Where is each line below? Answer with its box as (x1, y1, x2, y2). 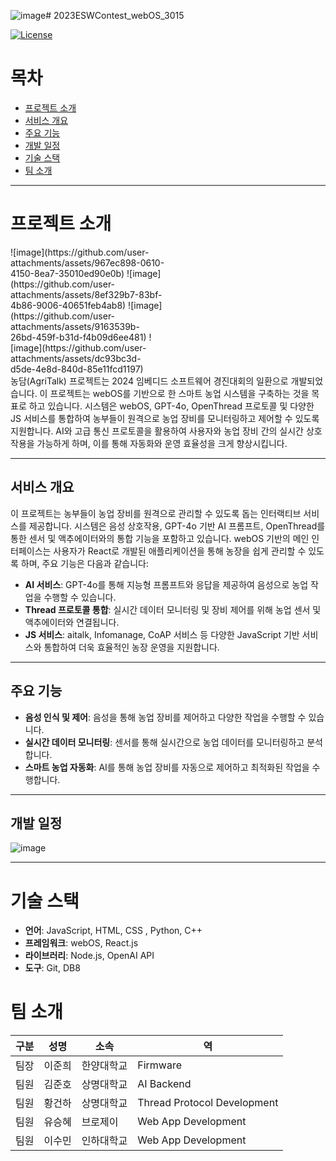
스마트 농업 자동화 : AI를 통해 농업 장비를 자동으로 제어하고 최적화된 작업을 (24, 761, 310, 773)
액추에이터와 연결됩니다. (24, 616, 120, 628)
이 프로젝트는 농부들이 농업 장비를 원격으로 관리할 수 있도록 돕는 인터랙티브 (10, 507, 302, 519)
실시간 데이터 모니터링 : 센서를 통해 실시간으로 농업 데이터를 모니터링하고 (24, 736, 305, 748)
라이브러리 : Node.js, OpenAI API (24, 950, 155, 962)
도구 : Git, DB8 (24, 962, 81, 974)
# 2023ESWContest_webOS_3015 (45, 10, 185, 21)
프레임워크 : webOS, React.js (24, 937, 139, 949)
